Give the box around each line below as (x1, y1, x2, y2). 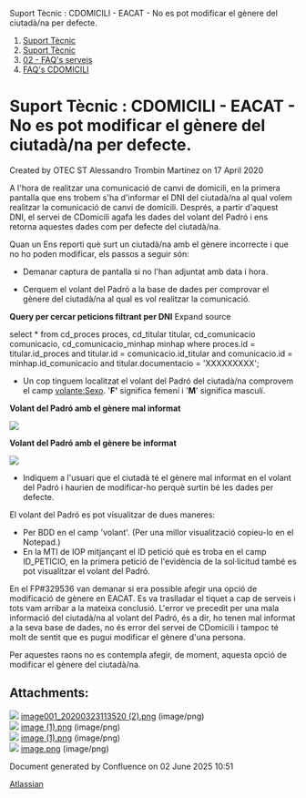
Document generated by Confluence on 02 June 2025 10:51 (9, 761, 234, 772)
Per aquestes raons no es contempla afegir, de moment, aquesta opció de (9, 649, 287, 660)
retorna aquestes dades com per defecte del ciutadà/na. (9, 220, 221, 231)
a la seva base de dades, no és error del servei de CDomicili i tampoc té (9, 621, 280, 632)
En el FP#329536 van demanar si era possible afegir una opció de (9, 583, 258, 594)
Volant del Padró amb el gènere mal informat (9, 403, 181, 414)
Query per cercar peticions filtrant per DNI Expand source (9, 311, 231, 322)
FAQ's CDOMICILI (22, 64, 89, 75)
